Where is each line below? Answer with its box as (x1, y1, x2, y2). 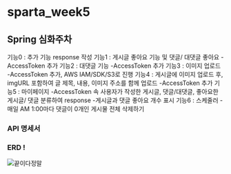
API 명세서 (7, 124, 41, 133)
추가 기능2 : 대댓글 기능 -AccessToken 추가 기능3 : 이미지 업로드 (46, 61, 221, 70)
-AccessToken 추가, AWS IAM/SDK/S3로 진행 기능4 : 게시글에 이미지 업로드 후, (7, 70, 223, 78)
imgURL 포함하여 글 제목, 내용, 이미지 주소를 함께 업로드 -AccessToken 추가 (7, 79, 213, 87)
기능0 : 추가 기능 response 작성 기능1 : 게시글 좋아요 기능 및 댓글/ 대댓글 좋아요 (7, 53, 219, 61)
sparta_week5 (7, 4, 91, 20)
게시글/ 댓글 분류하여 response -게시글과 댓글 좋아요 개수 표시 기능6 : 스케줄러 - (7, 96, 223, 104)
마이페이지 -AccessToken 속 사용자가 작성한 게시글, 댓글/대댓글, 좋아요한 (21, 88, 219, 95)
